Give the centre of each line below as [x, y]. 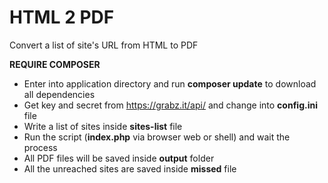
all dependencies [59, 94]
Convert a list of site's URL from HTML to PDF [104, 45]
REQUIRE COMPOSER [55, 64]
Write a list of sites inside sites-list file [103, 126]
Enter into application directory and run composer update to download [170, 83]
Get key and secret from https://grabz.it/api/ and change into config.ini [170, 105]
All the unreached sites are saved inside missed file [130, 168]
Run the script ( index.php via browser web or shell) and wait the [157, 137]
